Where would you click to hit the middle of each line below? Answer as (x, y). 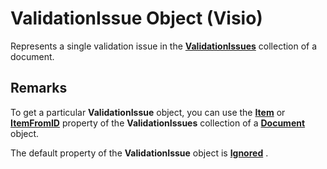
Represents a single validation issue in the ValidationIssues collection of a (164, 46)
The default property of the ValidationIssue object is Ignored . (139, 153)
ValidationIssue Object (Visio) (136, 18)
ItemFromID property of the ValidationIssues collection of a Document (158, 123)
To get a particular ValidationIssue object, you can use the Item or (148, 112)
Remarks (39, 88)
